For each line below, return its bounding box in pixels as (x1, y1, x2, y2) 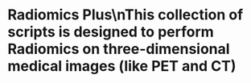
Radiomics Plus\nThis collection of (7, 6, 244, 24)
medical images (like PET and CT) (7, 57, 237, 76)
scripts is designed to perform (7, 23, 214, 41)
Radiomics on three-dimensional (7, 40, 230, 58)
